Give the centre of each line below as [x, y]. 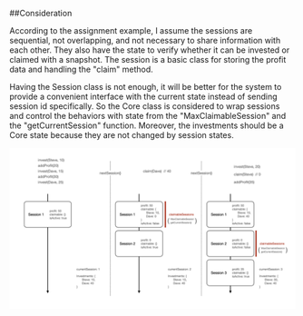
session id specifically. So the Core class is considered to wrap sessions [145, 106]
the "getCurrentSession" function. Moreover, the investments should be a [147, 125]
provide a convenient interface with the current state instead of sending [144, 96]
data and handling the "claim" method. [82, 69]
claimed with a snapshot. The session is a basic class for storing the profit [148, 59]
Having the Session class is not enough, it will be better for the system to [146, 87]
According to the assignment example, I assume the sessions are [131, 30]
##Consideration [41, 13]
